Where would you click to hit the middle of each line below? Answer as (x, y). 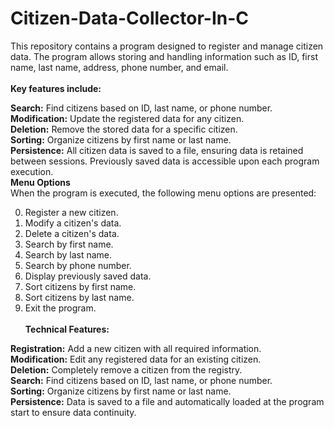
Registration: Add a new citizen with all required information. (136, 348)
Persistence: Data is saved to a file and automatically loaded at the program (167, 401)
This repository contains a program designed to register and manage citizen (167, 46)
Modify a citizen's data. (73, 223)
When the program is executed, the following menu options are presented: (163, 193)
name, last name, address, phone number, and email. (119, 67)
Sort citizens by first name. (80, 286)
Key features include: (56, 88)
